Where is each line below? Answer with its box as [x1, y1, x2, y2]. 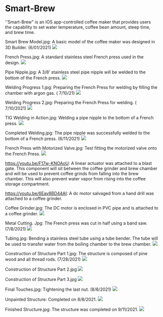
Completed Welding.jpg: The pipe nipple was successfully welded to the [5, 130, 150, 136]
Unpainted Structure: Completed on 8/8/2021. [5, 296, 97, 302]
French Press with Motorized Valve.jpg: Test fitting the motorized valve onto [5, 145, 157, 151]
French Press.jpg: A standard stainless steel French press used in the [5, 54, 144, 60]
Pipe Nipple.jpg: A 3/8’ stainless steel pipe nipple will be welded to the [5, 69, 146, 75]
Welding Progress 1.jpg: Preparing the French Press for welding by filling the [5, 84, 158, 90]
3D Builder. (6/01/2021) [5, 44, 52, 50]
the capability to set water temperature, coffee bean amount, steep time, [5, 24, 151, 30]
